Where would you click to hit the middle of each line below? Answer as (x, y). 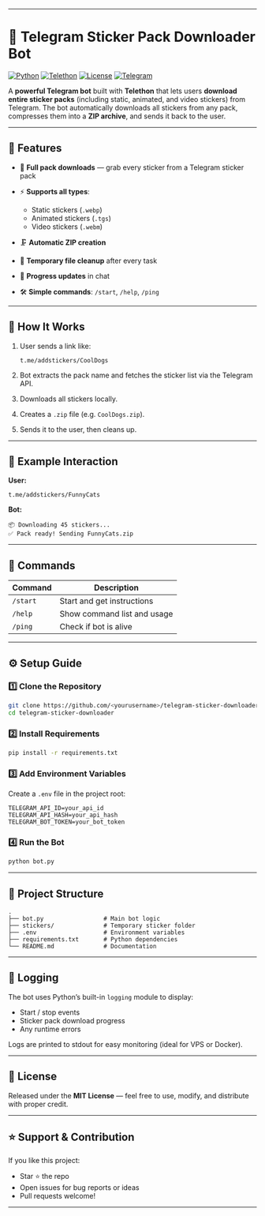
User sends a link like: (55, 346)
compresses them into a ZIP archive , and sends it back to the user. (117, 116)
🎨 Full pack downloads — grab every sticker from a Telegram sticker (132, 167)
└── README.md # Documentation (82, 947)
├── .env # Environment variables (97, 933)
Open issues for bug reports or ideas (79, 1187)
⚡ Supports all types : (55, 191)
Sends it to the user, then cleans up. (78, 429)
